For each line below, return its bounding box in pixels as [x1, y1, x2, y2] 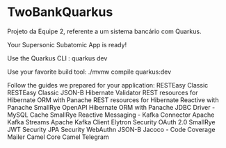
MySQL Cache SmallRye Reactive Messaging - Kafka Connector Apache [7, 110, 215, 119]
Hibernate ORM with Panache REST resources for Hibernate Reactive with [7, 95, 219, 104]
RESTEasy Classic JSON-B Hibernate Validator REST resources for [7, 88, 198, 97]
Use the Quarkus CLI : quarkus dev [7, 54, 108, 63]
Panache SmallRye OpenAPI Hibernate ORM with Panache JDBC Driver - [7, 103, 216, 111]
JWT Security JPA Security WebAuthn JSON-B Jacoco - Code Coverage [7, 125, 216, 133]
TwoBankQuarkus [7, 4, 113, 20]
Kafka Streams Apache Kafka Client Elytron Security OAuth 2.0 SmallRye [7, 117, 216, 126]
